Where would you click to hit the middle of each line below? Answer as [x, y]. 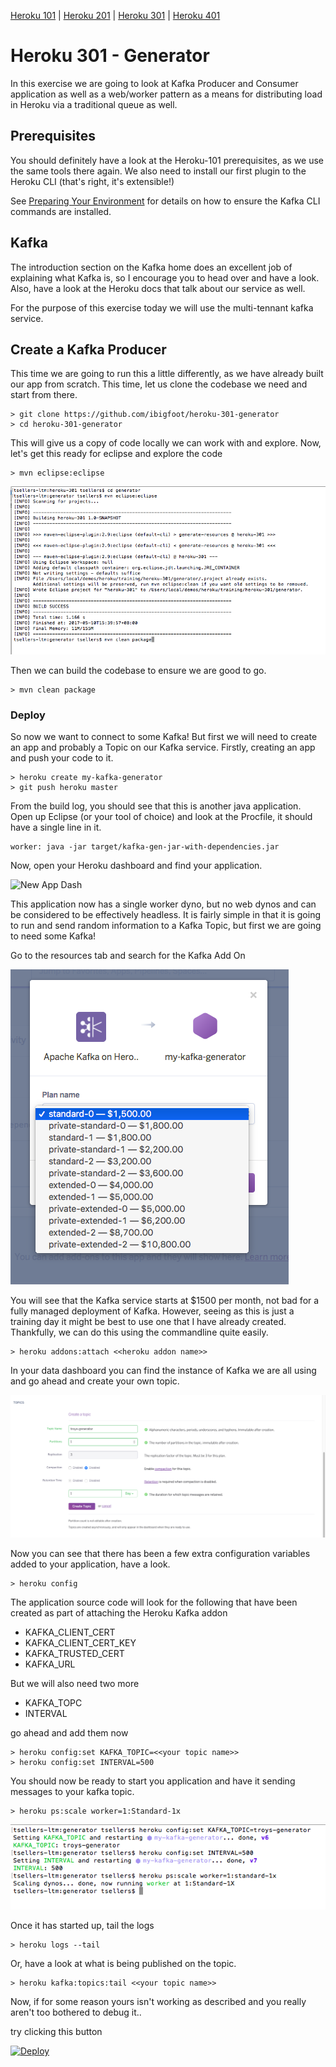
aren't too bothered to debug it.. [76, 2012]
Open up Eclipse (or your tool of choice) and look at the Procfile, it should [161, 817]
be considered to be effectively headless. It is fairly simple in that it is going [166, 915]
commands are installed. [61, 211]
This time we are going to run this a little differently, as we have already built [167, 374]
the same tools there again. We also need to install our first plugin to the [158, 171]
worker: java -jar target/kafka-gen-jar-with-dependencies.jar [145, 847]
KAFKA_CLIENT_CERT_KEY [80, 1642]
